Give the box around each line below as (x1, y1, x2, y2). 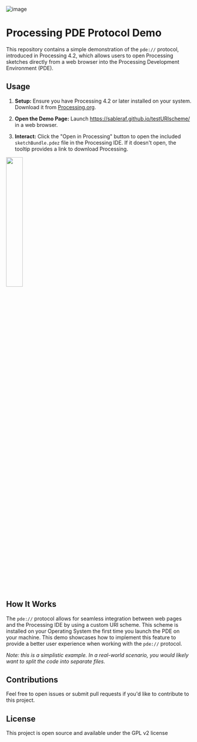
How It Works (6, 599, 57, 609)
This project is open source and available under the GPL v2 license (6, 730, 168, 737)
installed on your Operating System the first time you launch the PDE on (6, 627, 180, 635)
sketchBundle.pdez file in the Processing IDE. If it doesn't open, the (14, 139, 176, 146)
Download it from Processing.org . (14, 103, 96, 110)
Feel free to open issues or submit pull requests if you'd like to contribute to (6, 691, 189, 698)
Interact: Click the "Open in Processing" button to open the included (14, 133, 181, 140)
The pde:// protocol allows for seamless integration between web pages (6, 614, 182, 622)
